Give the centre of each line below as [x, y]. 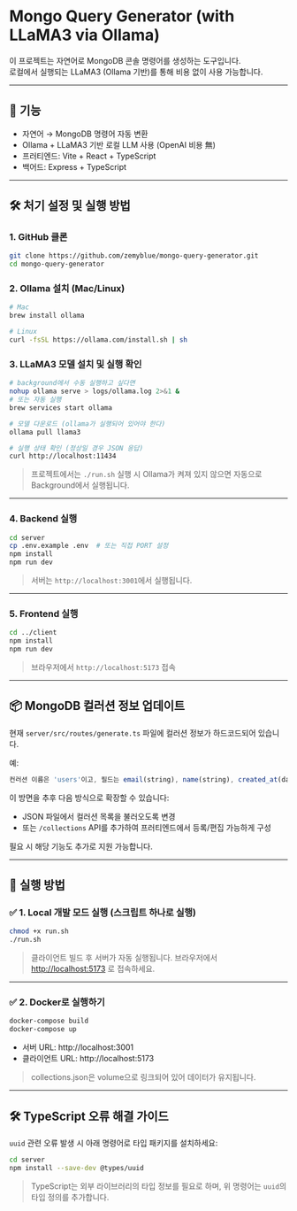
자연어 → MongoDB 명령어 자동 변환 [85, 134]
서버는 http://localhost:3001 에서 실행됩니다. [111, 581]
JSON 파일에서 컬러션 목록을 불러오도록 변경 [99, 816]
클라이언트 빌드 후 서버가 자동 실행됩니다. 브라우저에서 [124, 958]
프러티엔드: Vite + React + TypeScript [89, 156]
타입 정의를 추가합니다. [70, 1197]
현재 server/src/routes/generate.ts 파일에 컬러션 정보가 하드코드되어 [133, 733]
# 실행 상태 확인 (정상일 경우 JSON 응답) [76, 448]
